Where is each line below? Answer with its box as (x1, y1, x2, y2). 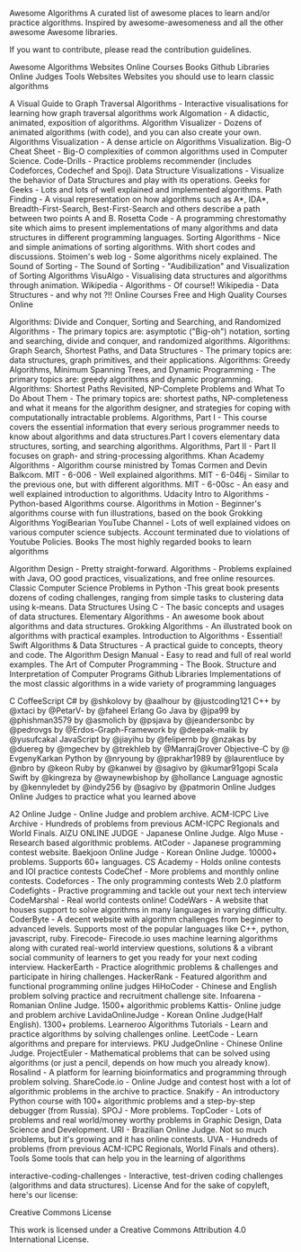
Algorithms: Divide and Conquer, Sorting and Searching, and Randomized (9, 317, 281, 327)
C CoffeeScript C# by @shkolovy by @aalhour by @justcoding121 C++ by (9, 696, 281, 706)
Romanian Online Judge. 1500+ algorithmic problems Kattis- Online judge (9, 1000, 281, 1011)
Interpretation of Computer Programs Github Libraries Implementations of (9, 669, 281, 679)
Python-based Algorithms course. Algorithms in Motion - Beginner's (9, 499, 262, 509)
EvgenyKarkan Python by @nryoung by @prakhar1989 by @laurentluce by (9, 753, 285, 763)
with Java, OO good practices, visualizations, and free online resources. (9, 573, 276, 583)
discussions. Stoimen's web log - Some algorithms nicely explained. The (9, 251, 279, 262)
